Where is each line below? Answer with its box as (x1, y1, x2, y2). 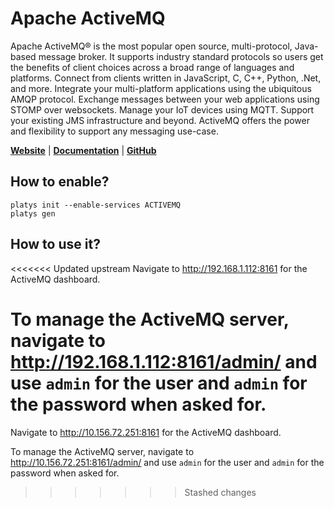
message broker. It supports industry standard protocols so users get (38, 50, 324, 62)
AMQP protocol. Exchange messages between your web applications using (10, 93, 320, 105)
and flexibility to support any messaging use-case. (10, 125, 219, 137)
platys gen (10, 208, 56, 219)
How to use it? (10, 236, 101, 253)
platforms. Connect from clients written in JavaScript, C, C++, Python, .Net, (10, 72, 322, 84)
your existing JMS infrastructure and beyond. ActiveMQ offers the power (10, 114, 311, 126)
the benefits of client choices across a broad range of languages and (10, 61, 295, 73)
